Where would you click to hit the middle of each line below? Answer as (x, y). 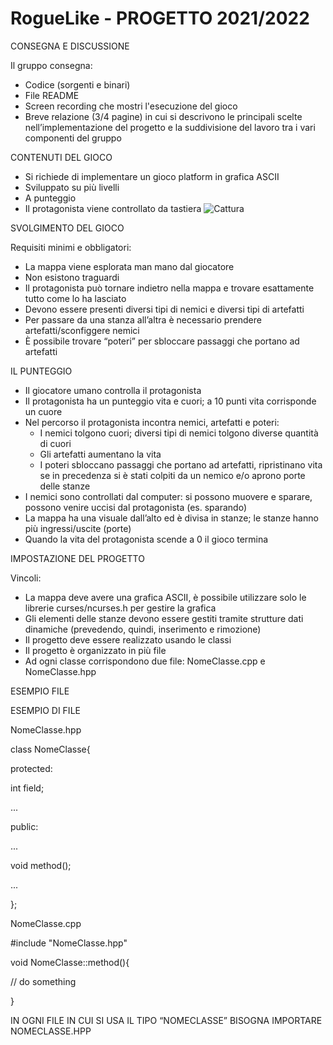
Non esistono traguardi (72, 277)
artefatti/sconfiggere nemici (82, 330)
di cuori (55, 443)
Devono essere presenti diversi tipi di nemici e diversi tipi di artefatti (164, 309)
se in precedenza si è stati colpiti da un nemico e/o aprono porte (172, 475)
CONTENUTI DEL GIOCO (61, 157)
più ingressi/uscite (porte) (78, 528)
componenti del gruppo (73, 138)
